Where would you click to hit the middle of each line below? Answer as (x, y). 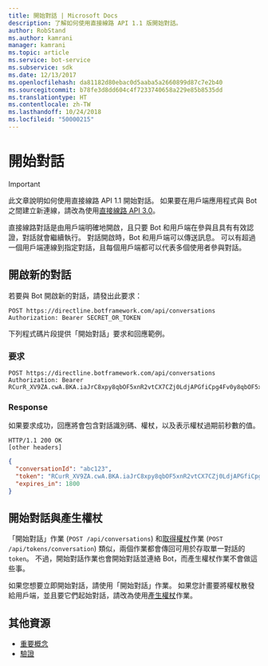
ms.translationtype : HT (48, 97)
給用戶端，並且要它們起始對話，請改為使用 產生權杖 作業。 (102, 596)
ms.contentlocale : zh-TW (49, 104)
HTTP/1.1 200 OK (35, 441)
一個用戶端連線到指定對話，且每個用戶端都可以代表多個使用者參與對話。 (127, 247)
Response (28, 407)
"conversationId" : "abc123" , (64, 469)
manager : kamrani (37, 45)
